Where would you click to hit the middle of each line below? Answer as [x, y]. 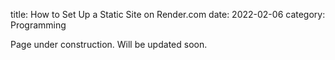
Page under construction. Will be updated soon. [109, 44]
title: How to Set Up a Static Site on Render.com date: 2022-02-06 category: [168, 14]
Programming [38, 25]
